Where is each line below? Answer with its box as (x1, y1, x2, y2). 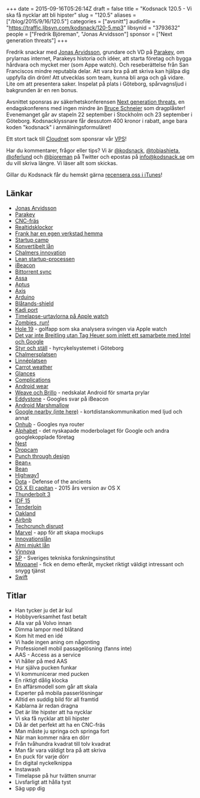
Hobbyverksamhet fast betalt (14, 613, 87, 620)
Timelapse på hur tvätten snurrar (14, 772, 96, 779)
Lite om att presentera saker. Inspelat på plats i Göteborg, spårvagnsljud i (6, 80, 187, 87)
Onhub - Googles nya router (14, 420, 85, 427)
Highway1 (14, 471, 40, 478)
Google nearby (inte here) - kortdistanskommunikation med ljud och (14, 408, 183, 415)
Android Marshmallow (14, 401, 69, 409)
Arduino (14, 293, 35, 301)
